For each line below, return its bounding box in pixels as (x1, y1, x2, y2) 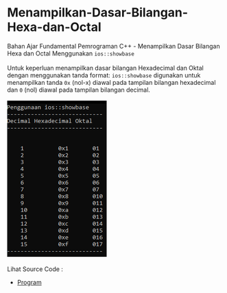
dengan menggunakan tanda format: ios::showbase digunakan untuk (7, 71, 201, 79)
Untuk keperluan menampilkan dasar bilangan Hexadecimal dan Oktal (7, 64, 204, 72)
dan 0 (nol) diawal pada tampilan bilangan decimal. (7, 86, 151, 94)
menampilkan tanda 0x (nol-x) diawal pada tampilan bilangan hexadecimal (7, 78, 216, 86)
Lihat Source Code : (7, 265, 64, 273)
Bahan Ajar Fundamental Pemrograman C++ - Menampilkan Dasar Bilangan (7, 42, 221, 50)
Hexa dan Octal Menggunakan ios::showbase (7, 49, 135, 58)
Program (16, 278, 43, 286)
